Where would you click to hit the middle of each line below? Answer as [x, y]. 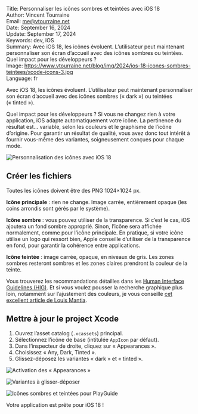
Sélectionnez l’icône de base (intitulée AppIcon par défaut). [87, 339]
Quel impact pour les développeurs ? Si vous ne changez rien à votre [91, 114]
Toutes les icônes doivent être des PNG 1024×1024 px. [74, 190]
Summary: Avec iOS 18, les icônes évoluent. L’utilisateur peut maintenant [95, 47]
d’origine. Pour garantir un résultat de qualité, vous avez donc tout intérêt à [98, 133]
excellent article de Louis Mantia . [47, 300]
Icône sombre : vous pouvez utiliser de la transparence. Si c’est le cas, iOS [98, 220]
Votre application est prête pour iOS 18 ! [55, 404]
